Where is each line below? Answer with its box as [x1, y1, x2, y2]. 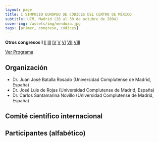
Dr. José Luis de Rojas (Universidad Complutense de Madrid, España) [12, 87, 155, 93]
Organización [5, 63, 48, 72]
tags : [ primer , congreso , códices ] [5, 26, 79, 31]
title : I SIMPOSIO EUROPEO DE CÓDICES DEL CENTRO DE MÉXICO [5, 12, 132, 17]
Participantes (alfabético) [5, 129, 86, 137]
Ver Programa [5, 49, 34, 55]
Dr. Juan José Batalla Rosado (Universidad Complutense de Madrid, [12, 76, 151, 82]
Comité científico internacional [5, 112, 103, 121]
